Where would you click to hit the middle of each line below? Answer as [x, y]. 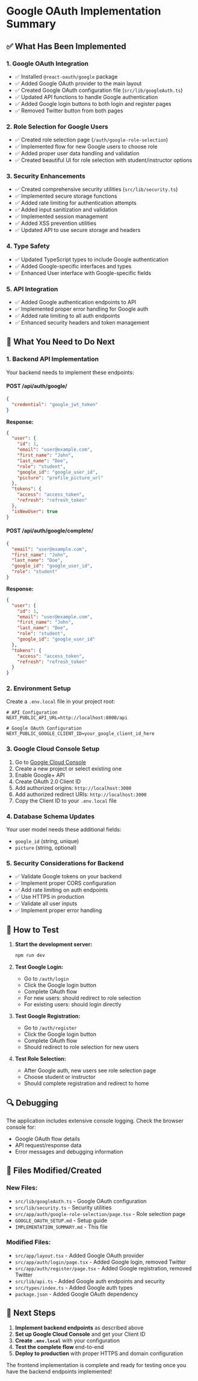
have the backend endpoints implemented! [59, 1371]
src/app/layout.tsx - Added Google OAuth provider [79, 1255]
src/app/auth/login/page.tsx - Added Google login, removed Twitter [101, 1262]
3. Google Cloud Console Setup [53, 749]
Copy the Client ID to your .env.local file [66, 800]
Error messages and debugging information [69, 1151]
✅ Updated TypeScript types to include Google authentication [91, 259]
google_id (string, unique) [47, 841]
